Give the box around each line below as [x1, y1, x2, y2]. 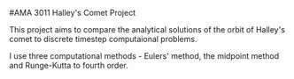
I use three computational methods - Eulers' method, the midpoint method [9, 51, 280, 61]
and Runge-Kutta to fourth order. [9, 61, 128, 70]
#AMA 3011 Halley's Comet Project [9, 8, 135, 18]
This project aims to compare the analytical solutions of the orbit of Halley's [9, 25, 286, 34]
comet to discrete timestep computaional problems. [9, 34, 197, 44]
